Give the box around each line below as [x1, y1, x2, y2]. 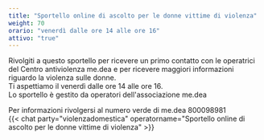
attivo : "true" [8, 34, 60, 42]
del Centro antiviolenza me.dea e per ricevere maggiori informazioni [8, 65, 234, 74]
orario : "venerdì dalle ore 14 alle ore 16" [8, 26, 160, 34]
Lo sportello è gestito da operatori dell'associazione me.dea [8, 90, 208, 100]
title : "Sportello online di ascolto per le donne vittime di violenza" [8, 11, 258, 20]
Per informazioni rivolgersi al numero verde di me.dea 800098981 [8, 106, 227, 115]
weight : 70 [8, 19, 45, 27]
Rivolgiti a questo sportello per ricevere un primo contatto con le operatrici [8, 56, 255, 66]
